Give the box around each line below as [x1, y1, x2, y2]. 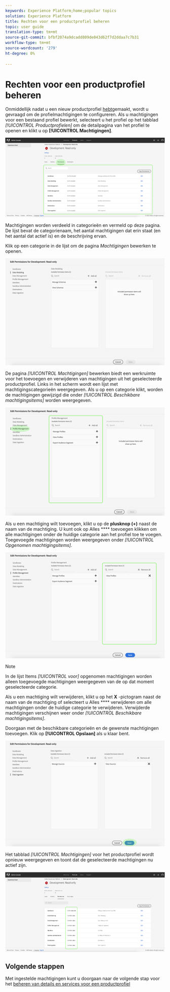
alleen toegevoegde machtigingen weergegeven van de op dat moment [5, 679, 154, 685]
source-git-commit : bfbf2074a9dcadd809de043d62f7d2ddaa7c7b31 [5, 35, 139, 40]
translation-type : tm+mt [5, 29, 58, 35]
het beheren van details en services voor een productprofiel [5, 981, 131, 987]
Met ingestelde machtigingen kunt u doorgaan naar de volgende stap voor [5, 975, 160, 982]
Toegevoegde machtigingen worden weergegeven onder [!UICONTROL [5, 537, 154, 543]
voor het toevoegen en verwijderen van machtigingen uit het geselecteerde [5, 375, 162, 382]
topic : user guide [5, 24, 44, 29]
